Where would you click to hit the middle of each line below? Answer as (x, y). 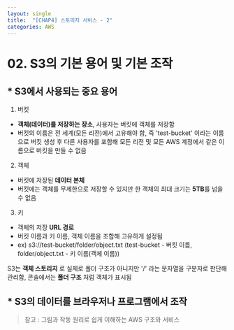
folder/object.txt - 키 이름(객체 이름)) (68, 254)
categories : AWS (31, 27)
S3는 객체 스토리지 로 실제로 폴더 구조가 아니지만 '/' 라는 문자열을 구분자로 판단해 (117, 268)
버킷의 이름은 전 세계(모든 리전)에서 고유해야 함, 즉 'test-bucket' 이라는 (114, 133)
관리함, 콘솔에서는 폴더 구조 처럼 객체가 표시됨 (70, 278)
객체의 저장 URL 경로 (46, 227)
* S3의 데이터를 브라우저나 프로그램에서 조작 (97, 301)
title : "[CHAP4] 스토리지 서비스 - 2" (60, 20)
